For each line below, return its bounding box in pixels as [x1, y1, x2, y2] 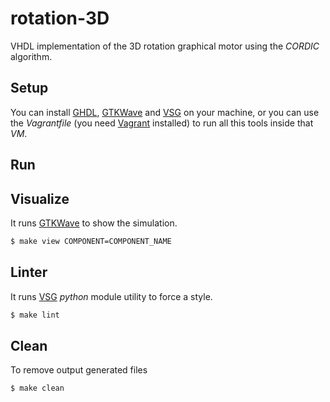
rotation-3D [10, 7, 110, 30]
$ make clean [10, 383, 65, 394]
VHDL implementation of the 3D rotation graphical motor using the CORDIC [10, 40, 320, 52]
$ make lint [10, 310, 60, 320]
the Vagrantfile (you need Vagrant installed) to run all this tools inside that [10, 117, 314, 129]
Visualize [10, 190, 70, 207]
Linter [10, 264, 48, 281]
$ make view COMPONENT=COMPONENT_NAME [10, 236, 172, 246]
